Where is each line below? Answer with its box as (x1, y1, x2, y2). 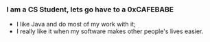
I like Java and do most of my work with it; (16, 20, 137, 28)
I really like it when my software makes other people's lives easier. (16, 27, 204, 35)
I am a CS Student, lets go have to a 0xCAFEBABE (6, 5, 174, 14)
